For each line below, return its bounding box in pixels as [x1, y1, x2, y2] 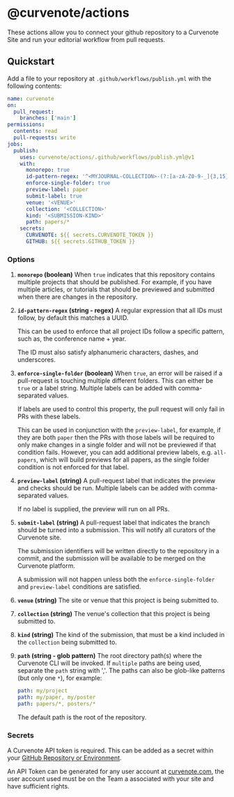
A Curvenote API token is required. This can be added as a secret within [7, 746, 214, 755]
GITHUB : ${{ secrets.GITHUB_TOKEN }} [25, 238, 136, 245]
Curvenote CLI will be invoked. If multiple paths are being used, [17, 659, 202, 668]
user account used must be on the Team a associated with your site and [7, 775, 214, 783]
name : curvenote [7, 95, 54, 102]
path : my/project [17, 687, 68, 694]
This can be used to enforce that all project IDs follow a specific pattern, [17, 327, 225, 336]
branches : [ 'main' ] [19, 115, 77, 122]
